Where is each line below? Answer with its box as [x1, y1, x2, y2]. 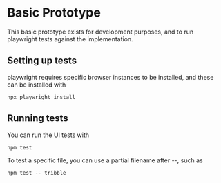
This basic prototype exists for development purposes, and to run [7, 28, 194, 36]
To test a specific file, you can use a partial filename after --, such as [7, 156, 203, 164]
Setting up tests [7, 55, 77, 67]
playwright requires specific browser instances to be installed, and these [7, 73, 214, 81]
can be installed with [7, 80, 66, 89]
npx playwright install [7, 94, 76, 100]
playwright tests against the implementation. [7, 34, 133, 43]
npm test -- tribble [7, 169, 67, 176]
